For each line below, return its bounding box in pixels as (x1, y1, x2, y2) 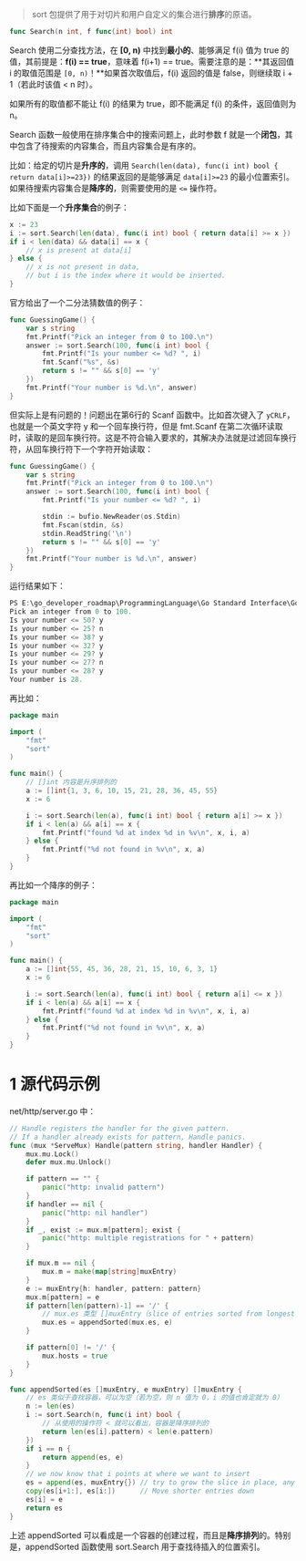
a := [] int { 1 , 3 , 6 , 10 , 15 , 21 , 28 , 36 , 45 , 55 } (25, 786, 219, 795)
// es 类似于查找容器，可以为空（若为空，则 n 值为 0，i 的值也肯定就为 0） (25, 1393, 284, 1402)
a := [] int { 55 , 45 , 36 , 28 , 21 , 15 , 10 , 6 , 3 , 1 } (25, 965, 219, 974)
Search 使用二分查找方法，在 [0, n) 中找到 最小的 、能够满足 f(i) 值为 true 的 (9, 45, 290, 56)
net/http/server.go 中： (9, 1105, 97, 1116)
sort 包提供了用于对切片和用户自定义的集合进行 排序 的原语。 (31, 9, 257, 19)
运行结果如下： (9, 581, 66, 592)
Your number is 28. (9, 675, 84, 684)
